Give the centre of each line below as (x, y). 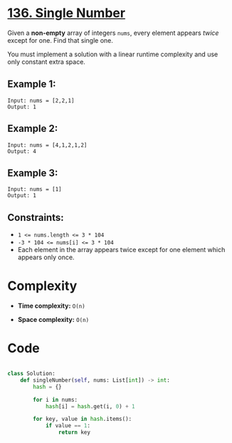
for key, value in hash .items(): (83, 419)
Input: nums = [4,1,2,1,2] (47, 145)
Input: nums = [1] (35, 189)
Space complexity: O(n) (53, 320)
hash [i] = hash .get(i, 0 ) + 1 (90, 406)
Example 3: (33, 173)
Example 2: (33, 129)
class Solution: (31, 374)
